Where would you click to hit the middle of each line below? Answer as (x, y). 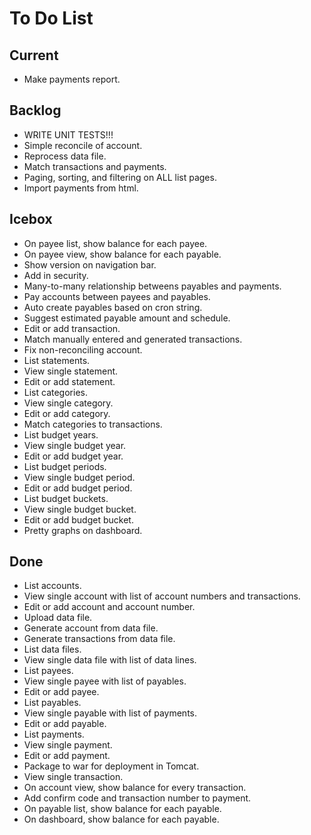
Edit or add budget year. (73, 456)
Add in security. (56, 275)
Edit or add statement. (69, 381)
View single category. (68, 403)
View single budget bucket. (80, 509)
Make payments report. (72, 79)
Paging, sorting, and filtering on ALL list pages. (120, 177)
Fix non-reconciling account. (83, 349)
